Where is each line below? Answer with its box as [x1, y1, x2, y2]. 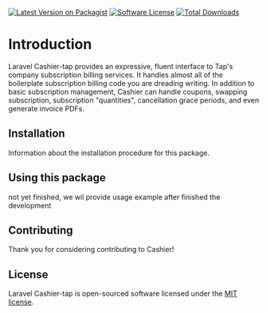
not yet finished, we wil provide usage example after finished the [8, 192, 221, 202]
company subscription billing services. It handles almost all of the [8, 70, 223, 79]
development [8, 200, 52, 210]
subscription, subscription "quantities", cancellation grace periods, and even [8, 95, 260, 105]
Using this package [8, 171, 106, 184]
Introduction [8, 36, 92, 53]
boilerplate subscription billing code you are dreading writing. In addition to [8, 78, 255, 87]
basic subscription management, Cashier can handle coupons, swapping [8, 87, 248, 96]
